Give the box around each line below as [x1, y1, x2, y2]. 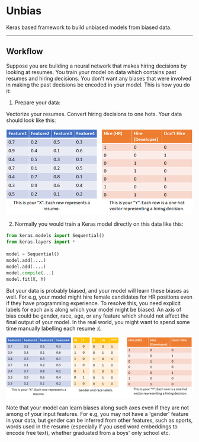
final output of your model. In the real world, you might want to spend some [6, 318, 191, 325]
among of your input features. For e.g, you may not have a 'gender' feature [6, 410, 189, 417]
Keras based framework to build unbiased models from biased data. [6, 24, 172, 31]
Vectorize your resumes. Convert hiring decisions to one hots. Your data [6, 110, 182, 117]
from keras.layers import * [6, 239, 76, 245]
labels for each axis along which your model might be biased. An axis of [6, 306, 182, 313]
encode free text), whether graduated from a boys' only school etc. [6, 429, 171, 436]
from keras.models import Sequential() [6, 232, 105, 238]
